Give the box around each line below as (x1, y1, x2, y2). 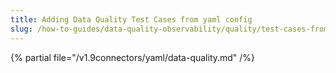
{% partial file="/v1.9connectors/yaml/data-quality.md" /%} (10, 51, 256, 63)
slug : (10, 24, 33, 34)
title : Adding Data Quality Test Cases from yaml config (10, 14, 253, 25)
